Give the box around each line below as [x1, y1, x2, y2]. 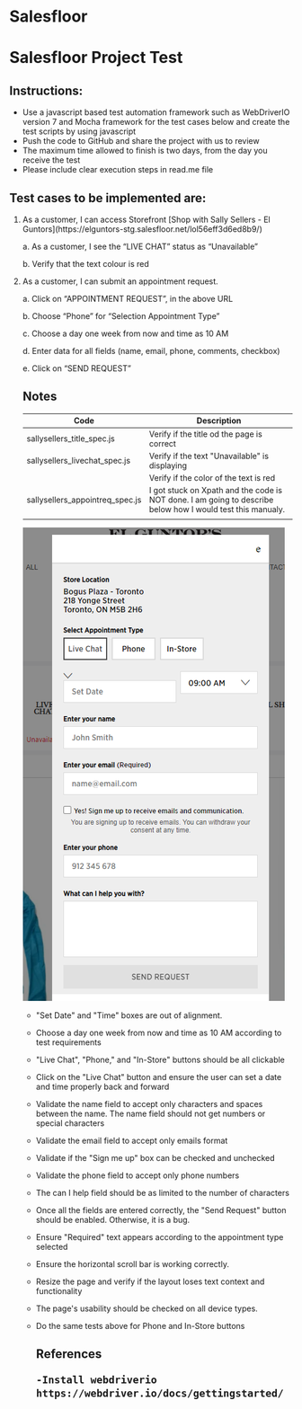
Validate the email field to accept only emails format [35, 1135, 228, 1147]
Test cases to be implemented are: [9, 191, 207, 206]
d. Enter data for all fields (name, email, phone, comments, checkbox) [22, 346, 280, 356]
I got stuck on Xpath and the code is [148, 485, 283, 496]
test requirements [35, 1037, 102, 1048]
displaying [148, 460, 187, 471]
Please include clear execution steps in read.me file [22, 164, 214, 175]
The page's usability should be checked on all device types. [35, 1303, 258, 1314]
